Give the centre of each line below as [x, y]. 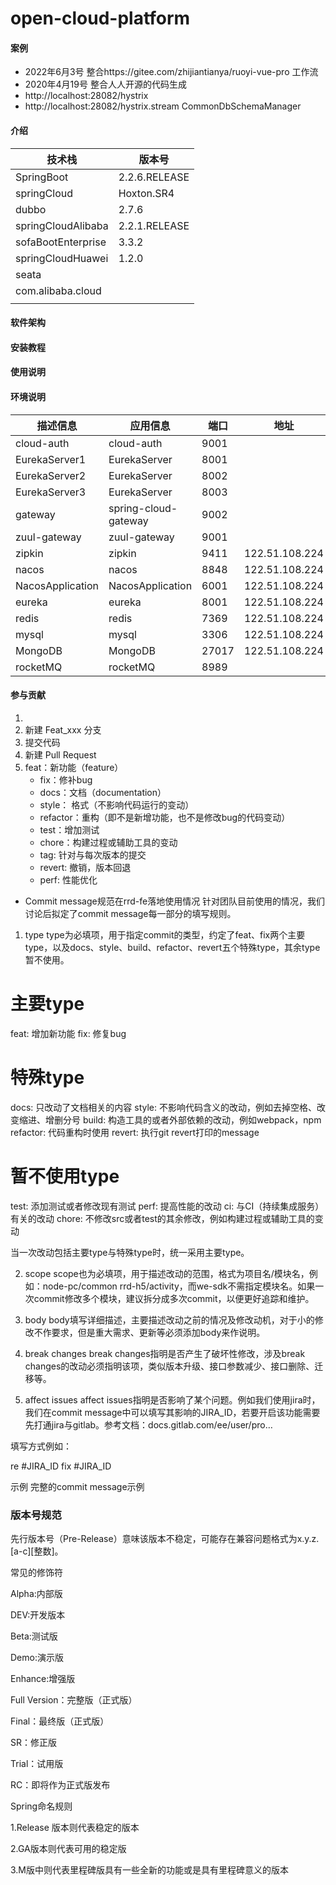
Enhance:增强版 [43, 1678]
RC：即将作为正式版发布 [60, 1784]
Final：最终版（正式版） [60, 1721]
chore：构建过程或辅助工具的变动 [108, 842]
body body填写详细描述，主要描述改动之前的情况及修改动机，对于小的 [169, 1319]
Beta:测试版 [34, 1636]
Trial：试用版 [37, 1763]
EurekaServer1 [51, 459]
